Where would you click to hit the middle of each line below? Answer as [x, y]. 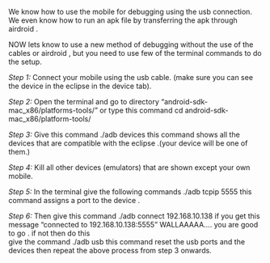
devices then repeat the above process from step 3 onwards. [110, 250]
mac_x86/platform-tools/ [50, 119]
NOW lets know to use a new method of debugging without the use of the [131, 45]
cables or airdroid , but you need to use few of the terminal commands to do [135, 53]
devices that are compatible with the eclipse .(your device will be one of [128, 143]
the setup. [25, 62]
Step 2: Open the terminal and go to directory [84, 102]
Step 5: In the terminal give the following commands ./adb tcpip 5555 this [130, 192]
